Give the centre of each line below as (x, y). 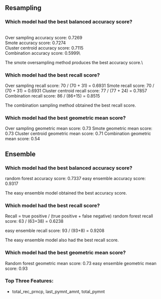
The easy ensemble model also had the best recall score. (62, 240)
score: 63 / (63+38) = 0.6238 (34, 221)
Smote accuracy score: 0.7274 (36, 43)
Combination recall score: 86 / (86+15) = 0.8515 (52, 96)
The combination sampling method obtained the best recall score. (71, 105)
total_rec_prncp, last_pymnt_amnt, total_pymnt (58, 291)
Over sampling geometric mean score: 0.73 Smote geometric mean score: (79, 129)
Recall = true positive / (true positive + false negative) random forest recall (79, 216)
